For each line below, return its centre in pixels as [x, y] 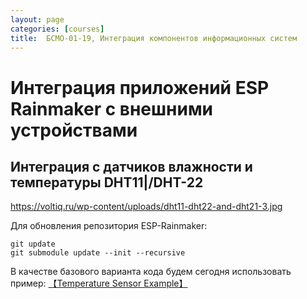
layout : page [37, 19]
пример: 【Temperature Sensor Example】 [99, 283]
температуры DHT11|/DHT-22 [107, 182]
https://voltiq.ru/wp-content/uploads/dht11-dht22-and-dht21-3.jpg [146, 207]
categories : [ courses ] [57, 29]
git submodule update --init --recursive [98, 253]
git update [33, 244]
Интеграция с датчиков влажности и [131, 166]
